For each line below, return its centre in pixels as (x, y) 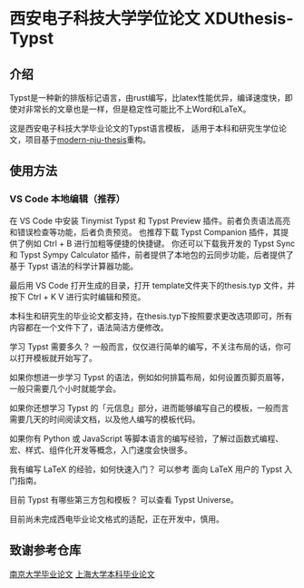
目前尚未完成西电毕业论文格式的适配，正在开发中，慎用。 (117, 519)
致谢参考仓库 (45, 550)
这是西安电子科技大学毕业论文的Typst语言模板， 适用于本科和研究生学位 (144, 128)
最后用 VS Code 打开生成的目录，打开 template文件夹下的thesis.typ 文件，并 (152, 285)
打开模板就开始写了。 (57, 358)
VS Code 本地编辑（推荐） (67, 199)
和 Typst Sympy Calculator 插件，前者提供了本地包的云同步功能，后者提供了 (152, 254)
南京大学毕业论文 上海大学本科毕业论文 (82, 573)
